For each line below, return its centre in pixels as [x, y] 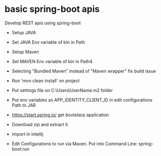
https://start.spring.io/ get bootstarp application [60, 115]
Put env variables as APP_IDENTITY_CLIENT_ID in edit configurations [82, 100]
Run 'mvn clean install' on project [46, 80]
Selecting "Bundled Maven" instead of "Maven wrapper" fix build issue [84, 71]
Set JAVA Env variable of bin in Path [48, 42]
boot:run [20, 149]
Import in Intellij [27, 134]
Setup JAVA [24, 32]
